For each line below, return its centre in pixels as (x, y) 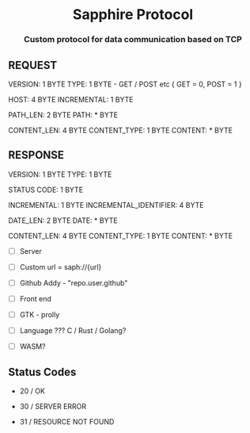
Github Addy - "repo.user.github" (74, 282)
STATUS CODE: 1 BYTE (46, 190)
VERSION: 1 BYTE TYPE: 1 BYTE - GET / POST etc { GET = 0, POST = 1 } (125, 84)
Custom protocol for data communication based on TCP (133, 40)
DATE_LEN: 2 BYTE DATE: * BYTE (63, 220)
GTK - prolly (40, 314)
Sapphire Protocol (133, 15)
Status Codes (42, 372)
